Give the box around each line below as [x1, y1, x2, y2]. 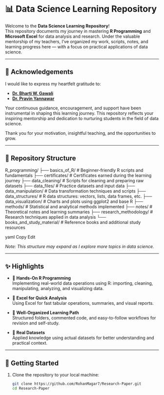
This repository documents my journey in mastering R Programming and [5, 28, 151, 34]
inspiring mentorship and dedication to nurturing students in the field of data [5, 115, 159, 121]
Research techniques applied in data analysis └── [5, 214, 106, 220]
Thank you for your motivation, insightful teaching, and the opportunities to [5, 130, 156, 136]
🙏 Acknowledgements [5, 68, 74, 76]
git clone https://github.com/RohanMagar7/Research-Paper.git [12, 381, 142, 387]
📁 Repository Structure [5, 154, 76, 163]
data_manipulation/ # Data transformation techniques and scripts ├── [5, 188, 146, 194]
